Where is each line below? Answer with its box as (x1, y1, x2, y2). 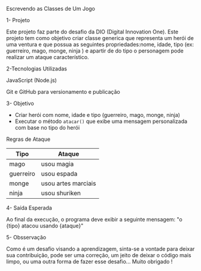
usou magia (41, 160, 74, 168)
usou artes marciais (41, 179, 96, 187)
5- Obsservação (6, 234, 47, 241)
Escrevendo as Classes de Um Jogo (6, 5, 96, 12)
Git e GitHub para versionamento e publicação (6, 88, 121, 95)
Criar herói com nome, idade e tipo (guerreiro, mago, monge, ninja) (14, 112, 181, 118)
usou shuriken (41, 189, 81, 197)
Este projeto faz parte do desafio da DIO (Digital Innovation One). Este (6, 28, 178, 35)
